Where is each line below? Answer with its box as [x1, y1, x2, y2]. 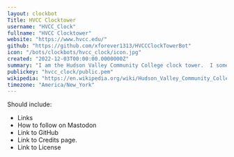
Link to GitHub [17, 129, 59, 137]
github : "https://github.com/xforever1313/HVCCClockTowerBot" [7, 42, 192, 49]
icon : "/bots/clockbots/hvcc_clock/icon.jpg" [7, 49, 141, 56]
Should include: [7, 100, 52, 108]
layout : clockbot [7, 10, 58, 17]
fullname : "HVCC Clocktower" [7, 29, 92, 37]
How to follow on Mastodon [17, 121, 97, 129]
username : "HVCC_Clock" [7, 23, 77, 30]
